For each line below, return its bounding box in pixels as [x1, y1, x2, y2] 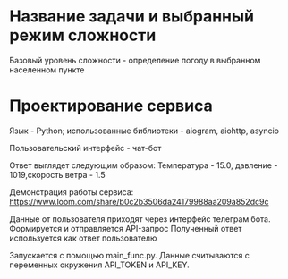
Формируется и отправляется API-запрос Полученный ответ [9, 223, 242, 233]
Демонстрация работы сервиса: [9, 186, 134, 198]
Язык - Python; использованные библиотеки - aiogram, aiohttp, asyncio [9, 125, 280, 136]
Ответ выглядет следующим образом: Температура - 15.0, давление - [9, 159, 278, 171]
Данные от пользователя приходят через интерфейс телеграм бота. [9, 213, 271, 224]
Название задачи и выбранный [9, 6, 255, 27]
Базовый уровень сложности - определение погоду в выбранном [9, 55, 261, 65]
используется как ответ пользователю [9, 232, 157, 243]
